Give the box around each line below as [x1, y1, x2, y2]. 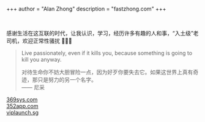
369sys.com [6, 96, 38, 103]
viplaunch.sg [6, 109, 39, 116]
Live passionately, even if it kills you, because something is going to [21, 49, 193, 57]
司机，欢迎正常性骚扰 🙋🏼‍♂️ [6, 37, 72, 45]
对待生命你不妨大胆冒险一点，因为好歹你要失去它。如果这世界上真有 [21, 68, 193, 76]
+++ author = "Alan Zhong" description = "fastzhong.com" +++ [6, 5, 166, 12]
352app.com [6, 102, 39, 109]
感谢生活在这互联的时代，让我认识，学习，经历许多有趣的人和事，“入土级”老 [6, 30, 199, 37]
